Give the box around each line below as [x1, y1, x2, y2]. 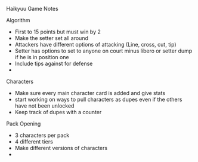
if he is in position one [14, 54, 70, 60]
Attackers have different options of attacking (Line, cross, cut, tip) [14, 41, 177, 48]
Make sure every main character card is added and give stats [14, 90, 166, 96]
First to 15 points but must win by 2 [14, 28, 101, 35]
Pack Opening [6, 120, 41, 127]
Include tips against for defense [14, 60, 93, 67]
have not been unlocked [14, 102, 75, 109]
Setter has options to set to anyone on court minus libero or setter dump [14, 47, 193, 54]
